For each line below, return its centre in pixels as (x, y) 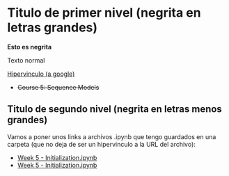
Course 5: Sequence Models (58, 87)
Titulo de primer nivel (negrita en (104, 13)
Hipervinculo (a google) (41, 74)
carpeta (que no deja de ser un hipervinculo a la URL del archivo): (102, 144)
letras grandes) (53, 27)
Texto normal (26, 60)
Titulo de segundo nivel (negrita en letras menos (115, 109)
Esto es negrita (30, 47)
